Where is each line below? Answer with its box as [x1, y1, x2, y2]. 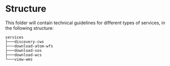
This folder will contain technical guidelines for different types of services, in [5, 20, 165, 26]
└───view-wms [5, 56, 33, 62]
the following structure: [5, 25, 54, 31]
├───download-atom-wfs [5, 43, 53, 48]
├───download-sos [5, 48, 42, 53]
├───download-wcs [5, 52, 42, 57]
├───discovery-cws [5, 39, 44, 44]
